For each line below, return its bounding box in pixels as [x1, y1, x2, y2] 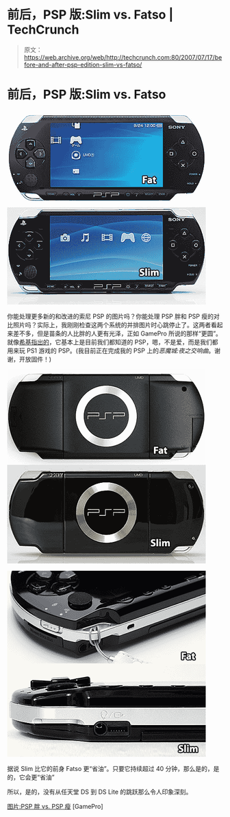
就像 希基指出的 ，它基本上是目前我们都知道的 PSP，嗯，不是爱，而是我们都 [7, 338, 218, 346]
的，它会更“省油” [7, 773, 55, 781]
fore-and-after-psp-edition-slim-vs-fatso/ [23, 60, 142, 69]
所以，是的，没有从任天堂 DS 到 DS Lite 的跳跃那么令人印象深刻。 [7, 788, 192, 796]
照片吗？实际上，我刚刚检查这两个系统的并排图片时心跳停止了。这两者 [12, 320, 211, 329]
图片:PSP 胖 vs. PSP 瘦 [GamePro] [7, 802, 104, 810]
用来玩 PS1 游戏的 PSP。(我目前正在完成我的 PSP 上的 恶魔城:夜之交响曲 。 [7, 346, 215, 355]
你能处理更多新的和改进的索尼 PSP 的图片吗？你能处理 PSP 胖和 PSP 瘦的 [7, 312, 214, 320]
